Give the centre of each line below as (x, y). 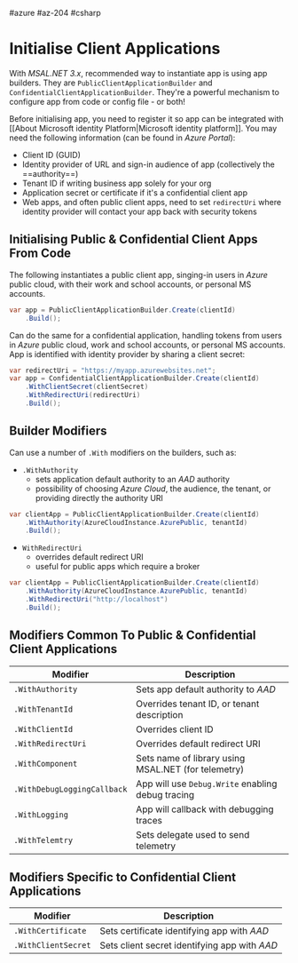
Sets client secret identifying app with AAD (188, 945)
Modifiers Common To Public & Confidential (133, 636)
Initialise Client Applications (115, 49)
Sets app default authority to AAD (206, 689)
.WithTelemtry (43, 840)
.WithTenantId (43, 709)
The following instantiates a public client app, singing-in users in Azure (139, 275)
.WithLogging (41, 815)
